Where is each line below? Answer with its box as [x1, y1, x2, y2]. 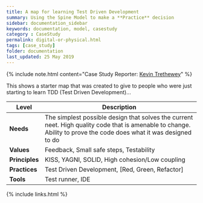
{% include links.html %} [6, 190, 68, 198]
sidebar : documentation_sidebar [6, 20, 88, 26]
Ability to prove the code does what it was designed [44, 128, 192, 137]
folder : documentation [6, 48, 63, 54]
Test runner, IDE [44, 175, 91, 183]
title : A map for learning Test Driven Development [6, 8, 139, 15]
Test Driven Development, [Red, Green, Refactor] [44, 165, 184, 173]
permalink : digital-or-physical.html [6, 37, 101, 43]
